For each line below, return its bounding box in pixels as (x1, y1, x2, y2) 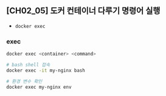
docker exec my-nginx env (6, 84, 71, 90)
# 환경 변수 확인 (6, 78, 42, 85)
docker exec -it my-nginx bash (6, 67, 85, 74)
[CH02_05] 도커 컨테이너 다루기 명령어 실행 (6, 5, 161, 16)
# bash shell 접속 (6, 62, 50, 68)
